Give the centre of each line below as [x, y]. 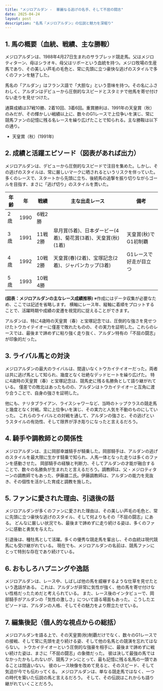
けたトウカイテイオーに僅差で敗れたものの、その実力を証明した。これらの [79, 327]
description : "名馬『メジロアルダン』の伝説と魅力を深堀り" [59, 23]
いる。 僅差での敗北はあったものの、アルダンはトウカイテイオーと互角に [78, 387]
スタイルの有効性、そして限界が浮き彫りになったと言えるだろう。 [75, 421]
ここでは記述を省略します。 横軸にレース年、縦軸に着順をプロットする [84, 304]
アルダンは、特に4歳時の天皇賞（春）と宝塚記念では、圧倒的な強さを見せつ [81, 321]
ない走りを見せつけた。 [28, 97]
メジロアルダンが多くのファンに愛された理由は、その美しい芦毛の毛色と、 [79, 511]
